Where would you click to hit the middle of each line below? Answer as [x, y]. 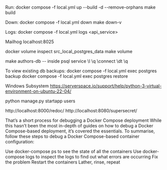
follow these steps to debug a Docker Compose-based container [72, 136]
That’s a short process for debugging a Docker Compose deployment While [83, 120]
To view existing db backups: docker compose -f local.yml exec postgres [81, 71]
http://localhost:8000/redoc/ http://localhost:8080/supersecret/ [71, 111]
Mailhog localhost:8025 [30, 42]
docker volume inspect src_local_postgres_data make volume [69, 51]
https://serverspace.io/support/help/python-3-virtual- [106, 86]
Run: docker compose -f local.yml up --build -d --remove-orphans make [80, 7]
